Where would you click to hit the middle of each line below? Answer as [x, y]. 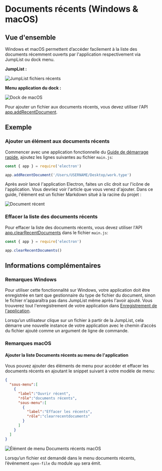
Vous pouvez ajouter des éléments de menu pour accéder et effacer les [77, 366]
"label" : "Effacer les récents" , [59, 412]
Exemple [18, 127]
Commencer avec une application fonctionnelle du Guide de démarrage [77, 152]
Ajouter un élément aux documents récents [57, 141]
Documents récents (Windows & [72, 9]
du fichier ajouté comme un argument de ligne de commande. [67, 331]
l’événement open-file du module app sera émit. [53, 463]
